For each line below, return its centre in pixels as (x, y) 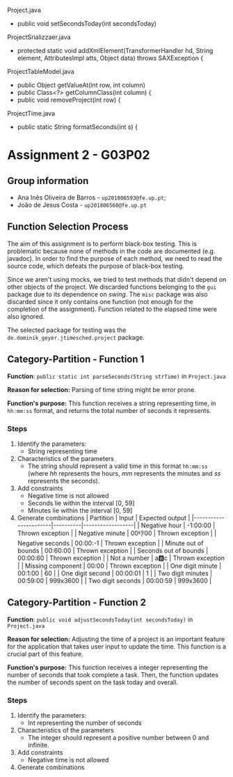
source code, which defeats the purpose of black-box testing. (96, 266)
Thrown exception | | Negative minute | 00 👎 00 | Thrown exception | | (117, 533)
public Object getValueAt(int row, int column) (81, 85)
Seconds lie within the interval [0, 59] (81, 503)
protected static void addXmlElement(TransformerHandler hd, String (115, 51)
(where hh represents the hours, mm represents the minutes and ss (124, 473)
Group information (48, 181)
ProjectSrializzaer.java (39, 37)
